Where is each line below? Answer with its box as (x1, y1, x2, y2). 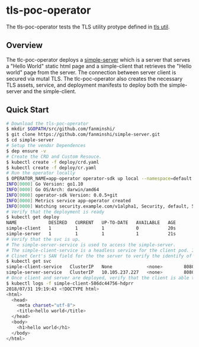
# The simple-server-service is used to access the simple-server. (6, 241, 176, 248)
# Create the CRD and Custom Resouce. (6, 154, 102, 160)
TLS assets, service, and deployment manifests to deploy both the (6, 81, 168, 88)
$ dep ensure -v (6, 148, 46, 154)
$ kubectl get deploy (6, 214, 60, 220)
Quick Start (6, 105, 49, 115)
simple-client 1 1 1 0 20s (6, 225, 176, 231)
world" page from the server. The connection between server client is (6, 69, 176, 76)
